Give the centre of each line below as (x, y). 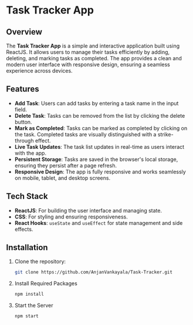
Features (23, 89)
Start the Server (34, 306)
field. (21, 110)
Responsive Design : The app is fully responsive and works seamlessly (100, 172)
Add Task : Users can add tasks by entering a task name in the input (97, 103)
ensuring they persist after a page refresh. (66, 165)
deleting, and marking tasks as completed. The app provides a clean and (94, 58)
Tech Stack (27, 196)
